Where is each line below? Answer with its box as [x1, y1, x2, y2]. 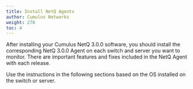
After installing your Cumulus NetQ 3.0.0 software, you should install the [6, 41, 181, 48]
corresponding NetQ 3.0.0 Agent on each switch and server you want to [6, 47, 181, 54]
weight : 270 [6, 19, 35, 25]
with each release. [6, 60, 51, 67]
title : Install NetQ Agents [6, 8, 75, 15]
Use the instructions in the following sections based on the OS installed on [6, 71, 186, 78]
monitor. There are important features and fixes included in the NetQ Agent [6, 53, 188, 60]
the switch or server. [6, 77, 56, 84]
